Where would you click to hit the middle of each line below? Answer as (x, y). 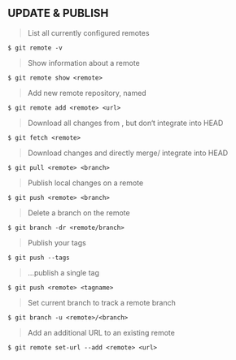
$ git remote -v (35, 48)
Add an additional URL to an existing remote (101, 332)
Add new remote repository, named (87, 93)
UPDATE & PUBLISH (58, 13)
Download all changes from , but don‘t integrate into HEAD (125, 123)
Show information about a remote (83, 63)
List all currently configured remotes (88, 33)
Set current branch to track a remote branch (101, 302)
